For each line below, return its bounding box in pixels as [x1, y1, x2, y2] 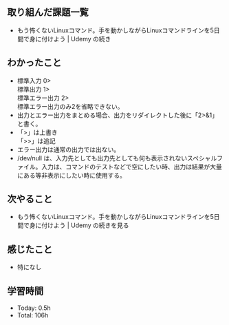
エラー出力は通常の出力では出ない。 [17, 145, 120, 154]
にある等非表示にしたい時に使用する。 [17, 171, 126, 179]
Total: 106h [17, 311, 49, 319]
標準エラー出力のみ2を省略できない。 [17, 102, 124, 110]
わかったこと [7, 57, 62, 69]
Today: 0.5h [17, 304, 52, 312]
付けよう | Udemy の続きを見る [41, 221, 129, 229]
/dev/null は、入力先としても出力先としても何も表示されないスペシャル [17, 154, 217, 162]
